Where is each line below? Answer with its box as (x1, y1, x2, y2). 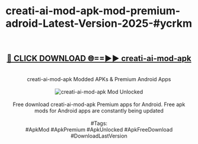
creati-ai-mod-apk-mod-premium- (5, 4, 181, 18)
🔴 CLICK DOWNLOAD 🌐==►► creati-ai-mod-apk (7, 53, 191, 63)
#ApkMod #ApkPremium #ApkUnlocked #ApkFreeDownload (25, 126, 173, 133)
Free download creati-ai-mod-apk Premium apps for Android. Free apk (12, 101, 186, 108)
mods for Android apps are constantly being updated (34, 107, 164, 114)
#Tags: (90, 120, 108, 127)
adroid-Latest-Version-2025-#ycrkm (5, 17, 193, 30)
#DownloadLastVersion (70, 132, 128, 139)
